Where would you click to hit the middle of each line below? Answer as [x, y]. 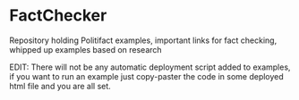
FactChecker [58, 16]
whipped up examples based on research [86, 49]
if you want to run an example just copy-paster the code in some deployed [146, 76]
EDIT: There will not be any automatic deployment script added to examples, [150, 67]
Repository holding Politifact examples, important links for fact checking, [143, 40]
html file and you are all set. [60, 86]
